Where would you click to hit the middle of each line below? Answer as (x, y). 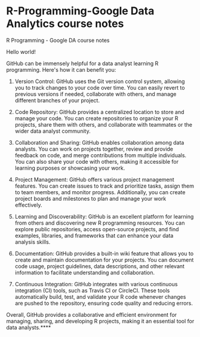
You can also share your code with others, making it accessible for (97, 161)
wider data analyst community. (53, 131)
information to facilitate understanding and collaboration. (85, 272)
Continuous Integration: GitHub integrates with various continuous (96, 284)
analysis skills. (33, 242)
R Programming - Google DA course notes (58, 40)
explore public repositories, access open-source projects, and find (97, 229)
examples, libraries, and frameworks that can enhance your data (94, 235)
